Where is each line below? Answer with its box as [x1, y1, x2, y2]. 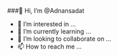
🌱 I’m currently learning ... [17, 28, 92, 35]
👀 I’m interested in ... [17, 20, 76, 28]
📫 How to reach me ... [17, 42, 82, 50]
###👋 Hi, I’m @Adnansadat [7, 7, 85, 15]
